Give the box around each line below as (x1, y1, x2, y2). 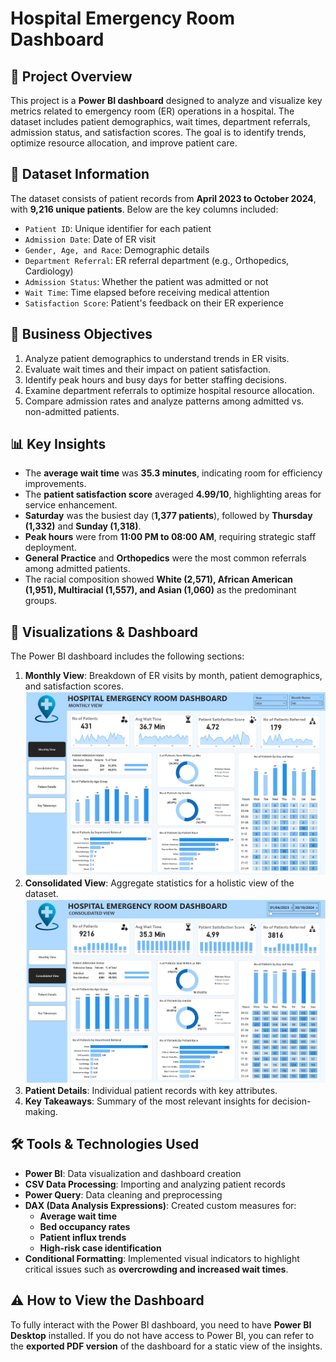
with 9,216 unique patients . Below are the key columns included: (10, 203, 279, 215)
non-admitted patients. (24, 405, 120, 417)
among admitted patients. (24, 563, 131, 575)
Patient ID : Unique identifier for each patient (24, 222, 212, 234)
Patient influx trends (39, 1231, 127, 1243)
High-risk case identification (39, 1242, 162, 1254)
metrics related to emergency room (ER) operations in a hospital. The (10, 105, 295, 117)
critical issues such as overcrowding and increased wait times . (24, 1263, 289, 1275)
